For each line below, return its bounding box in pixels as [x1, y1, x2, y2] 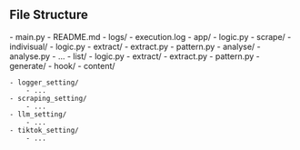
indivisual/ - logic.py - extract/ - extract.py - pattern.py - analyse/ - [9, 41, 261, 52]
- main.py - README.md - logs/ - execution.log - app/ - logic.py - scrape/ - [9, 31, 292, 42]
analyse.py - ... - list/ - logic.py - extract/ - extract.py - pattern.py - [9, 50, 261, 62]
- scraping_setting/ [9, 94, 88, 103]
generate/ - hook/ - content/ [9, 60, 115, 71]
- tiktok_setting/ [9, 125, 79, 135]
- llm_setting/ [9, 109, 67, 119]
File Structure [9, 7, 88, 23]
